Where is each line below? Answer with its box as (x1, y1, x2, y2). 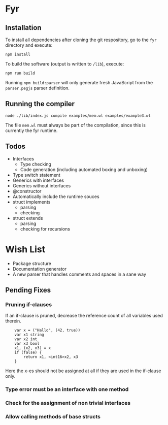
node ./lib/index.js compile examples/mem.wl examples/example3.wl (5, 113, 151, 118)
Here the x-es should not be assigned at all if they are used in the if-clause (5, 368, 161, 374)
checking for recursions (20, 225, 70, 232)
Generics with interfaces (12, 177, 64, 183)
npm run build (5, 71, 36, 76)
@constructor (12, 188, 42, 194)
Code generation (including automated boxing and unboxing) (20, 166, 148, 173)
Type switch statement (12, 172, 61, 178)
